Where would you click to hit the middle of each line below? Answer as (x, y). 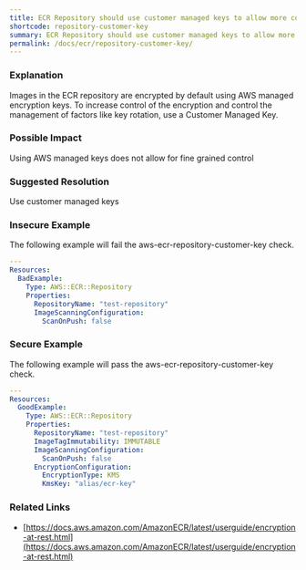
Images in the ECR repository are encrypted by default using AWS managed (152, 95)
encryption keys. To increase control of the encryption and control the (141, 105)
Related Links (40, 507)
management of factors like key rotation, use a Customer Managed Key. (144, 114)
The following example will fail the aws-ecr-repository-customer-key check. (152, 245)
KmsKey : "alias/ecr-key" (89, 484)
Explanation (36, 76)
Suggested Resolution (59, 181)
